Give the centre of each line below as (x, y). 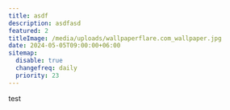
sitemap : (23, 53)
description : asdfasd (45, 23)
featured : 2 (28, 31)
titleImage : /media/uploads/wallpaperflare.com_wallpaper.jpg (115, 38)
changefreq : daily (47, 68)
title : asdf (28, 16)
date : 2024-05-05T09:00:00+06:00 (65, 46)
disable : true (39, 61)
